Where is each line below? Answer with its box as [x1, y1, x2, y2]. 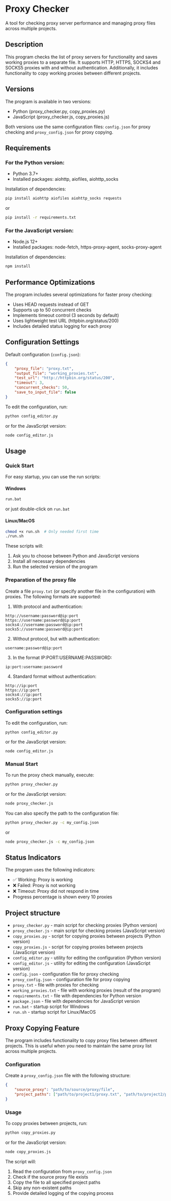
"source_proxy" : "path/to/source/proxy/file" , [14, 1087, 115, 1092]
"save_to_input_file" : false [14, 390, 76, 395]
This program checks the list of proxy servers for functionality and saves [5, 54, 158, 60]
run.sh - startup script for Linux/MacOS [12, 1009, 96, 1015]
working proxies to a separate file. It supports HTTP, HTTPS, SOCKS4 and [5, 59, 161, 65]
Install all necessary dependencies [12, 558, 85, 565]
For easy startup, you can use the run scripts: [5, 474, 101, 480]
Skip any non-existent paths [12, 1185, 72, 1191]
